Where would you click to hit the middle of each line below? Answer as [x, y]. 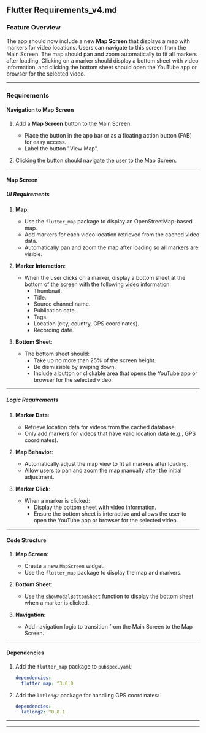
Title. [40, 298]
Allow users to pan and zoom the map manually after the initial [103, 471]
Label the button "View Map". [62, 148]
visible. [33, 254]
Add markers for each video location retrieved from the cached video [112, 235]
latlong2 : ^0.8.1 [43, 712]
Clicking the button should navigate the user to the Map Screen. [96, 160]
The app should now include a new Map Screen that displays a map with [98, 41]
